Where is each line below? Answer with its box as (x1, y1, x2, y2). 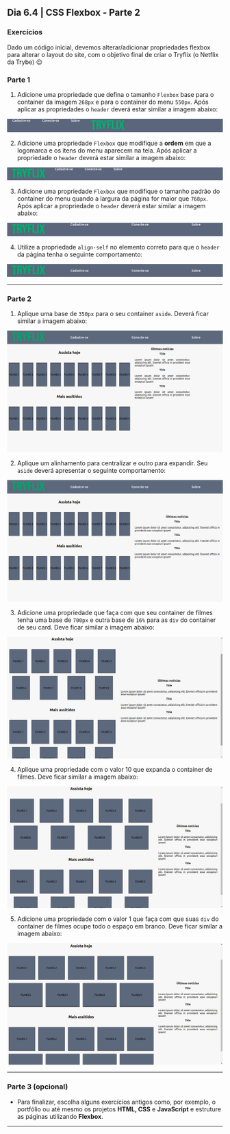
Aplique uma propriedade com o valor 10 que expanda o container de (16, 766, 213, 774)
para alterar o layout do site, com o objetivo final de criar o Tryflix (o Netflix (7, 50, 219, 58)
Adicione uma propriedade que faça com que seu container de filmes (16, 609, 214, 617)
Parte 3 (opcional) (7, 1082, 68, 1091)
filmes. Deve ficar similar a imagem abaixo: (16, 772, 138, 781)
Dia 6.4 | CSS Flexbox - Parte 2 (7, 7, 140, 19)
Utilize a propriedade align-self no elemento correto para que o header (16, 243, 220, 251)
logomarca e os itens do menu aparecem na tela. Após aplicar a (16, 146, 197, 155)
